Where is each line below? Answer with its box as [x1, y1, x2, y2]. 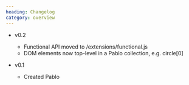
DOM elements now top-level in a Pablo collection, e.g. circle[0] [23, 49, 184, 56]
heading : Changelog [5, 8, 55, 15]
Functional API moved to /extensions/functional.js [23, 43, 148, 50]
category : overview [5, 15, 55, 21]
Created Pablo [23, 73, 60, 80]
